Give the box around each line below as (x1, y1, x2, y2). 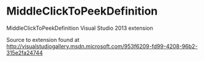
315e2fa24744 (6, 49, 43, 56)
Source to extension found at (6, 36, 80, 43)
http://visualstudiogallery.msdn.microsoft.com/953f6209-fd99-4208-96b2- (6, 43, 198, 50)
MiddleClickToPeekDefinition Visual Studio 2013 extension (6, 24, 153, 32)
